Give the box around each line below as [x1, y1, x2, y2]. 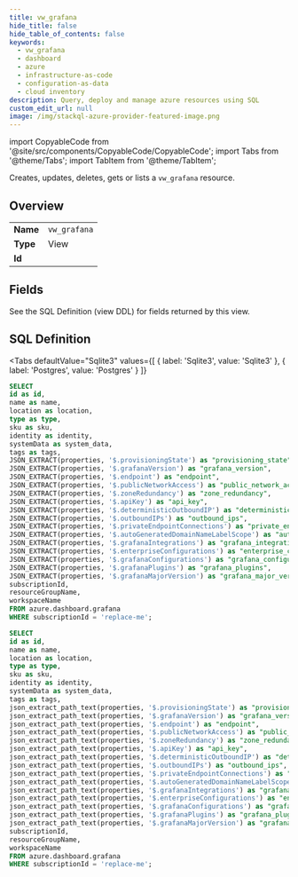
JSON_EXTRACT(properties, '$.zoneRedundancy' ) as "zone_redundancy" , [9, 489, 272, 498]
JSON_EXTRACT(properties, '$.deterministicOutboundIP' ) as [9, 505, 232, 515]
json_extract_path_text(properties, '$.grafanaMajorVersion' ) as [9, 818, 255, 828]
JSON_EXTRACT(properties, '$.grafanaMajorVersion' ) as [9, 572, 216, 581]
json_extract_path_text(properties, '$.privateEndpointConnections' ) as [9, 769, 284, 778]
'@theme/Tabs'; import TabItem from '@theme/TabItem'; [9, 155, 216, 166]
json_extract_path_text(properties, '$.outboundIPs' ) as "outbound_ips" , [9, 761, 288, 770]
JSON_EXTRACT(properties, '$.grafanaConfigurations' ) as [9, 555, 224, 564]
